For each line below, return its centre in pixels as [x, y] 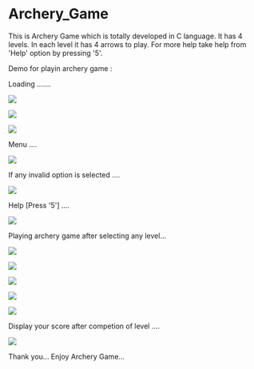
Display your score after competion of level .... [84, 326]
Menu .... [23, 144]
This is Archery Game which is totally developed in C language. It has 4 [125, 36]
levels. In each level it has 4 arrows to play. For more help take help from [127, 44]
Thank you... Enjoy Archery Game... [67, 356]
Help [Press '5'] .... [39, 205]
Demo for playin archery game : [60, 68]
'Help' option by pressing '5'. [56, 53]
